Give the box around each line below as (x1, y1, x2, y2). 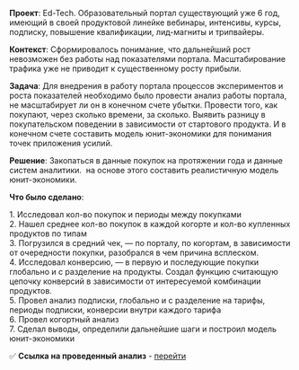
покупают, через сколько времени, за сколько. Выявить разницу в (9, 110, 267, 119)
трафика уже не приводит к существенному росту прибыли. (9, 63, 242, 74)
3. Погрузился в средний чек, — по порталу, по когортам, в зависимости (9, 238, 291, 248)
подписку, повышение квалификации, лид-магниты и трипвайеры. (9, 27, 265, 37)
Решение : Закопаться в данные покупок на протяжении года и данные (9, 155, 284, 165)
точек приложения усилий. (9, 138, 113, 148)
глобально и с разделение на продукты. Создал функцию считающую (9, 267, 278, 277)
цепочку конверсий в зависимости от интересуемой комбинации (9, 276, 262, 286)
